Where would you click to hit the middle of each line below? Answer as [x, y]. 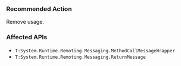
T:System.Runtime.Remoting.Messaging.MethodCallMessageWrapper [95, 51]
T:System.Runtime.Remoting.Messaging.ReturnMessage [80, 57]
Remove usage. [25, 22]
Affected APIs [27, 37]
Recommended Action [39, 9]
